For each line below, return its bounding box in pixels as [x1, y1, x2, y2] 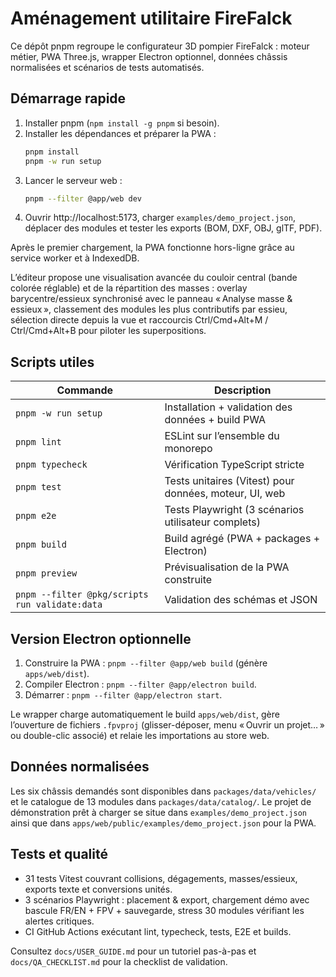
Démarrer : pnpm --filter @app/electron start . [24, 689, 223, 701]
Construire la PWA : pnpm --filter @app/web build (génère [24, 657, 268, 669]
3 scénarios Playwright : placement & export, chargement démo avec [24, 893, 310, 906]
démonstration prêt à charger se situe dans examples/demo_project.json [10, 806, 307, 818]
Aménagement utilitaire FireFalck [10, 7, 293, 30]
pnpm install [24, 147, 80, 157]
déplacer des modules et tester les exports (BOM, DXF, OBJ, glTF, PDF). [24, 222, 323, 234]
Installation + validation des [164, 400, 293, 414]
